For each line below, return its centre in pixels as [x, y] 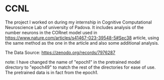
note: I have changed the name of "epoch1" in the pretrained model [73, 62]
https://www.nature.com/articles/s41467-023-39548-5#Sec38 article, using [82, 38]
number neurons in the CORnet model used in [51, 32]
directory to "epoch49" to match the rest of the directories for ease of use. [80, 67]
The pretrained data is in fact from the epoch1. [52, 72]
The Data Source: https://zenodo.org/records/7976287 [60, 53]
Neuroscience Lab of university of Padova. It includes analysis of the [74, 27]
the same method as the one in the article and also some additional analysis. [82, 43]
